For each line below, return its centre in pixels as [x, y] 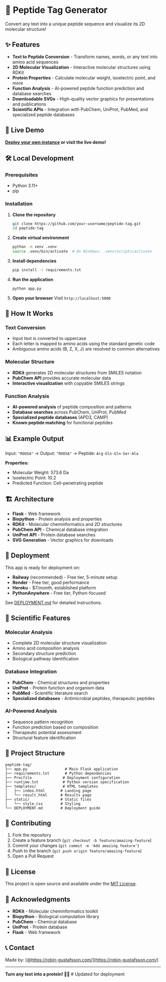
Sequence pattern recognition [43, 722]
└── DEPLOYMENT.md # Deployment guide [53, 808]
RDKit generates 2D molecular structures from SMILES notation [77, 373]
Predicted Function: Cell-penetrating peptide [58, 483]
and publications [29, 104]
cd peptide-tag [28, 228]
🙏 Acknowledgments [38, 899]
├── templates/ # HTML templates [52, 786]
